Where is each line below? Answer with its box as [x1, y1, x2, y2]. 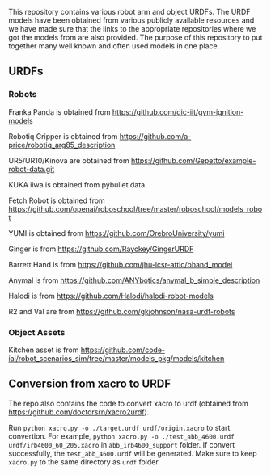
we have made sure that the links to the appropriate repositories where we [8, 24, 256, 33]
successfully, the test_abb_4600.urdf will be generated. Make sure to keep [8, 448, 257, 458]
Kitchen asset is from [8, 345, 79, 355]
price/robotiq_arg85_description [8, 140, 116, 149]
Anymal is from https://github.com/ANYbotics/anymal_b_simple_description [8, 275, 260, 285]
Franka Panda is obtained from [8, 107, 111, 116]
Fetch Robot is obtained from [8, 195, 105, 205]
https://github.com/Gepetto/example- [130, 155, 256, 165]
